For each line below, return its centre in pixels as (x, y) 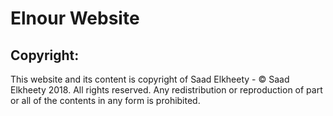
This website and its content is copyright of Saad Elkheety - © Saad (150, 79)
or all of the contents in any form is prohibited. (105, 100)
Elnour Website (75, 18)
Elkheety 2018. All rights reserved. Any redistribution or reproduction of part (166, 90)
